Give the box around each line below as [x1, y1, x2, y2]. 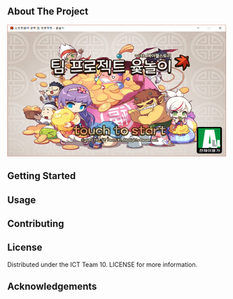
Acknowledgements [7, 281, 97, 293]
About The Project [7, 6, 89, 18]
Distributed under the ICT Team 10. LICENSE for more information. [7, 260, 198, 269]
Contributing [7, 218, 64, 230]
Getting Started [7, 170, 76, 182]
